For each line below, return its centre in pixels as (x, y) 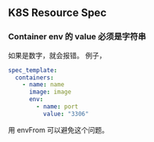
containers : (35, 78)
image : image (50, 92)
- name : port (57, 107)
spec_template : (33, 70)
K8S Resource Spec (57, 13)
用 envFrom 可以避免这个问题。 (59, 129)
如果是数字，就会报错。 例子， (57, 55)
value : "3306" (66, 114)
